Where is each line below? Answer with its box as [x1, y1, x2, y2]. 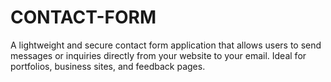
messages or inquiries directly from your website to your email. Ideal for [10, 49, 307, 61]
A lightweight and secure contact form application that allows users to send [10, 39, 322, 51]
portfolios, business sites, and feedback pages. [10, 60, 206, 72]
